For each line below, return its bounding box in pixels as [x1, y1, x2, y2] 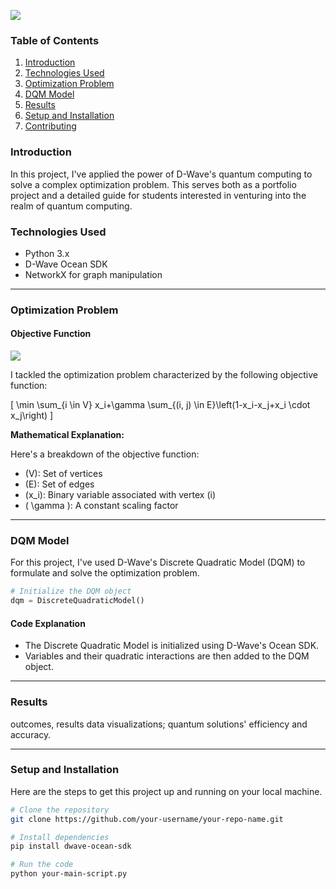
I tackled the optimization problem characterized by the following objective [10, 369, 318, 381]
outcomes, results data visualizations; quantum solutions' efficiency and [10, 718, 308, 730]
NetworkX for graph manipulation [24, 268, 163, 280]
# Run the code [10, 860, 74, 870]
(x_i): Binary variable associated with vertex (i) [24, 489, 216, 501]
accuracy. [10, 728, 52, 740]
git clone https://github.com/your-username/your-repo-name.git [10, 814, 284, 824]
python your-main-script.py [10, 869, 128, 879]
